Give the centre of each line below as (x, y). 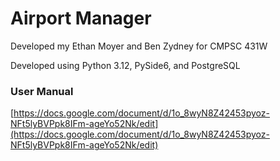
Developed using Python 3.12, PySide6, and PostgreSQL (125, 65)
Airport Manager (81, 18)
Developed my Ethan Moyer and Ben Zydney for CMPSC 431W (139, 46)
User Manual (42, 91)
